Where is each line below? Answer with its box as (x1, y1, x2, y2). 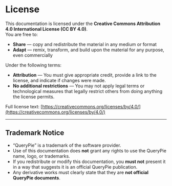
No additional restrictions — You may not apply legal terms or (12, 83, 145, 89)
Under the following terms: (5, 62, 62, 68)
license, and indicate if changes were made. (12, 77, 106, 83)
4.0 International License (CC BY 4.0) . (5, 26, 88, 32)
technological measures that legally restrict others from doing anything (12, 88, 163, 94)
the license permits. (12, 94, 55, 100)
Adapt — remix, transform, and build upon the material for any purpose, (12, 46, 165, 53)
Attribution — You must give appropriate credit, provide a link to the (12, 72, 157, 78)
